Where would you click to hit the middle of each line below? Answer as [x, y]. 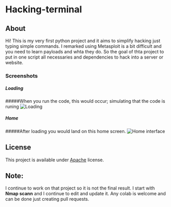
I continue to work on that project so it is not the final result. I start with [80, 188]
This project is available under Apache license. [55, 160]
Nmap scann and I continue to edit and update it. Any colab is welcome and [85, 194]
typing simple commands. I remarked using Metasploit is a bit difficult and [83, 46]
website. [14, 62]
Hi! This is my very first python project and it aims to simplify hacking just [83, 41]
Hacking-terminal [44, 10]
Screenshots [22, 76]
